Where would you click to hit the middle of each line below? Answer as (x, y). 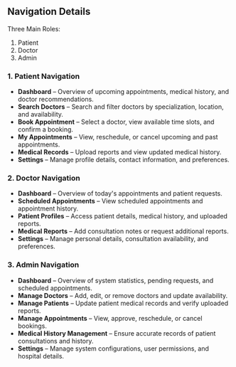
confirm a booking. (45, 129)
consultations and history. (55, 341)
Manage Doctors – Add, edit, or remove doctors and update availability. (123, 295)
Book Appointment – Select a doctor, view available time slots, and (116, 122)
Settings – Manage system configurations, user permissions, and (113, 349)
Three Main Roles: (34, 28)
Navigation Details (49, 12)
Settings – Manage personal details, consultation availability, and (113, 239)
